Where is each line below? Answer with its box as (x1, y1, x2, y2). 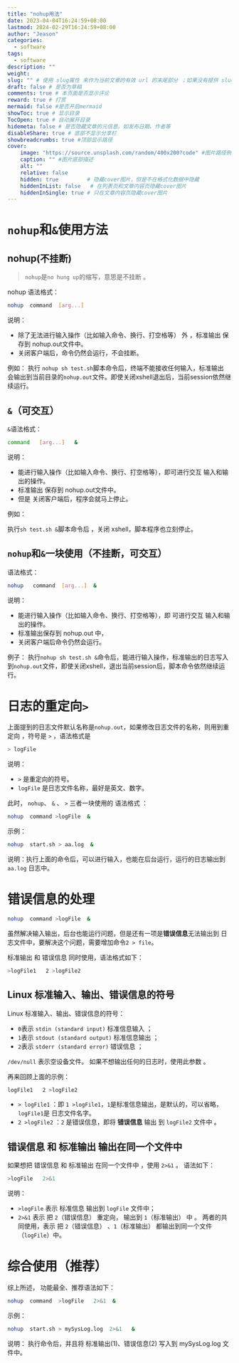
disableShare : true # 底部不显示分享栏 (7, 130, 117, 137)
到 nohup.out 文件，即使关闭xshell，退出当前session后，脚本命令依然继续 (7, 661, 219, 670)
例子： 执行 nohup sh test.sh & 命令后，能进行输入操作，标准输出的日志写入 (7, 653, 229, 661)
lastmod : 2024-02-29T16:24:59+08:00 (7, 23, 116, 31)
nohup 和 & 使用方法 (7, 222, 108, 238)
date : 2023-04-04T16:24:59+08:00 (7, 17, 107, 24)
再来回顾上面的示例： (7, 1072, 70, 1080)
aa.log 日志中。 (7, 864, 53, 873)
